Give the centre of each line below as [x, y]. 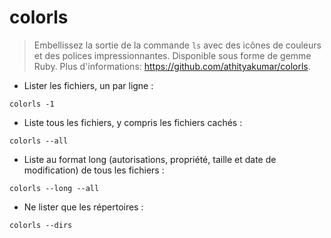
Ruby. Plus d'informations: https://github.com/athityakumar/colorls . [172, 66]
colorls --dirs [41, 225]
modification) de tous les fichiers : [94, 170]
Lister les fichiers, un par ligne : [88, 85]
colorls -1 [32, 104]
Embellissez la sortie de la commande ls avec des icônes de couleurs [177, 45]
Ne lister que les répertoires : [83, 207]
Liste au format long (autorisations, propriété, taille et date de [150, 159]
